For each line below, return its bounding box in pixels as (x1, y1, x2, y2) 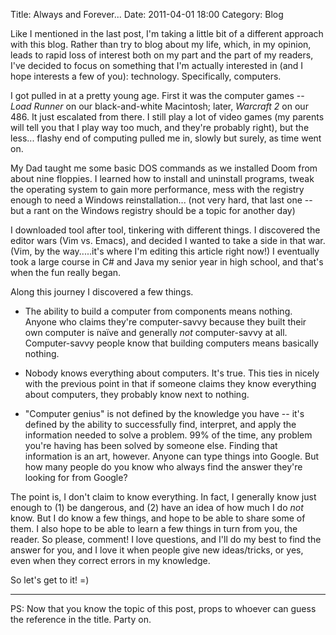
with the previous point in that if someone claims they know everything (24, 378, 317, 389)
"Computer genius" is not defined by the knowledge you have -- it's (24, 408, 305, 419)
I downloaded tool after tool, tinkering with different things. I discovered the (10, 224, 321, 236)
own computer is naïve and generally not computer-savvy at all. (24, 327, 288, 338)
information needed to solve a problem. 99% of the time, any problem (24, 429, 313, 441)
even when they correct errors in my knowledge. (10, 555, 211, 566)
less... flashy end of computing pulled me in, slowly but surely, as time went (10, 132, 322, 144)
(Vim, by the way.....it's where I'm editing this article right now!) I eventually (10, 245, 320, 257)
